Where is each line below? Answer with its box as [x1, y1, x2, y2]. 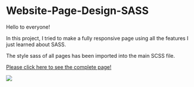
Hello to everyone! [6, 23, 51, 30]
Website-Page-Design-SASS [6, 4, 149, 18]
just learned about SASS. [6, 41, 66, 48]
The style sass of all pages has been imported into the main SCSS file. [6, 52, 175, 59]
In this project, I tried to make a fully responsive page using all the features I [6, 34, 189, 41]
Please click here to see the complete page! [6, 63, 112, 71]
